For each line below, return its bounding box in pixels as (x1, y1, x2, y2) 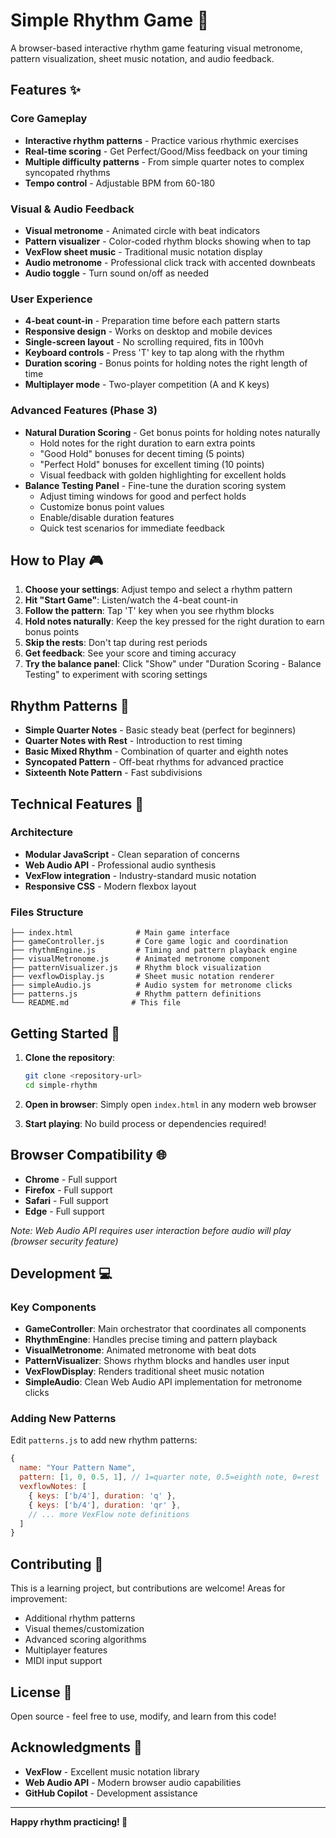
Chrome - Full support (24, 1173, 118, 1185)
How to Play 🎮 (10, 552, 104, 569)
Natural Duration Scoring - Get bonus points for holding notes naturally (24, 426, 321, 438)
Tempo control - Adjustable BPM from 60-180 (24, 177, 216, 189)
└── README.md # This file (10, 998, 182, 1008)
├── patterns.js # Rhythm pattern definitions (10, 989, 262, 999)
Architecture (10, 825, 74, 839)
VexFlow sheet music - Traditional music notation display (24, 245, 263, 258)
